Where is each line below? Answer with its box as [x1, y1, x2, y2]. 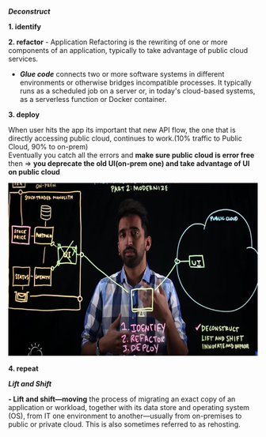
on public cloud [8, 168, 61, 176]
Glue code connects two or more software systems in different [19, 70, 225, 78]
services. [8, 55, 38, 63]
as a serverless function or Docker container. [19, 95, 167, 104]
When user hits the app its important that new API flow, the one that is [8, 126, 236, 134]
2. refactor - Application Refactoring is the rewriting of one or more [8, 37, 228, 47]
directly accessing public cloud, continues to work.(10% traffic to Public [8, 134, 243, 143]
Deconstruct [8, 7, 51, 16]
